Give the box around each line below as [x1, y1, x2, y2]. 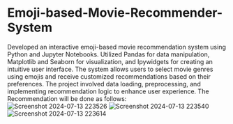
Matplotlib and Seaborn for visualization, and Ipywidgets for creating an [7, 57, 213, 65]
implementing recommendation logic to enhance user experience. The [7, 87, 209, 95]
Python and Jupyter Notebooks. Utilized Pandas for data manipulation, [7, 50, 210, 59]
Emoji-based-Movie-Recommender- [7, 5, 223, 21]
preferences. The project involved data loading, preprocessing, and [7, 79, 201, 88]
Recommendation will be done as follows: [7, 94, 127, 102]
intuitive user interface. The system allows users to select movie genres [7, 65, 213, 73]
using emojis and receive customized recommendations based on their [7, 72, 211, 81]
